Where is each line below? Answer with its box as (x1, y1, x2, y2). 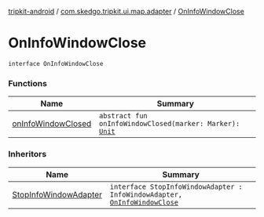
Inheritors (8, 149, 47, 160)
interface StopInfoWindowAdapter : (109, 182, 244, 191)
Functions (8, 78, 47, 89)
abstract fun (99, 111, 148, 121)
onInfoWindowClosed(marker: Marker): (99, 119, 240, 128)
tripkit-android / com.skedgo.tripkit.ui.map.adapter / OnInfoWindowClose (8, 7, 245, 16)
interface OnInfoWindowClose (8, 60, 104, 67)
